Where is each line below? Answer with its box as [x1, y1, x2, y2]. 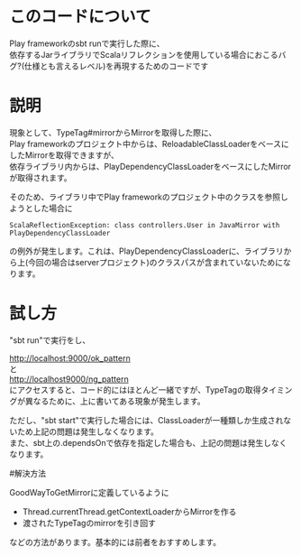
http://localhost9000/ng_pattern [9, 374, 129, 385]
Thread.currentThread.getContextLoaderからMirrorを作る [22, 505, 237, 517]
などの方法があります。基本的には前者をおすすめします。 [9, 536, 222, 547]
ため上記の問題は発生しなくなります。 [16, 426, 160, 437]
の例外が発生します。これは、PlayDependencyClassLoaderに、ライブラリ [9, 246, 284, 256]
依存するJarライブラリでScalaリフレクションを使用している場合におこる [9, 49, 278, 60]
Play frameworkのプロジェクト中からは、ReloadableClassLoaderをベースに [9, 138, 290, 149]
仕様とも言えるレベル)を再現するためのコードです [23, 60, 209, 71]
